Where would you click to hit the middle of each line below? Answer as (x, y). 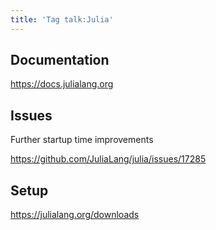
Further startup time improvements (82, 140)
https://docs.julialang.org (62, 84)
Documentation (60, 60)
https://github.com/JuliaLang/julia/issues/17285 (108, 159)
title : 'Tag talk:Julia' (62, 19)
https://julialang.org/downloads (75, 215)
